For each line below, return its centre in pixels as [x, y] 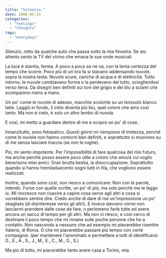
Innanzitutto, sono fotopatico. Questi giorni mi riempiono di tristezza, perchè [83, 132]
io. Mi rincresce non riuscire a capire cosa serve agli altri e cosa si [73, 193]
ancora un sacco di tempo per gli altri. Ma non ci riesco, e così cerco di [78, 214]
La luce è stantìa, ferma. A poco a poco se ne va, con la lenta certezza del [81, 66]
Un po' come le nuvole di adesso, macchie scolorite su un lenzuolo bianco [81, 102]
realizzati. [15, 173]
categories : [17, 19]
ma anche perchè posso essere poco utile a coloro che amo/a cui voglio [79, 157]
